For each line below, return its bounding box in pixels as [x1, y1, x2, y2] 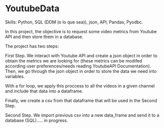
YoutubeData [5, 3, 60, 14]
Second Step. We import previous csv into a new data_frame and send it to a [5, 112, 160, 118]
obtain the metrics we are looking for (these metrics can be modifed [5, 58, 142, 64]
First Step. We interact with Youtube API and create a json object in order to [5, 52, 158, 59]
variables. [5, 73, 25, 79]
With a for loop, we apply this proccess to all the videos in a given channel [5, 83, 155, 88]
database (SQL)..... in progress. [5, 117, 69, 123]
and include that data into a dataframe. [5, 88, 83, 94]
